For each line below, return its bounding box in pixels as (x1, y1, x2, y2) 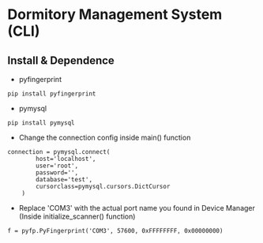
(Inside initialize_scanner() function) (18, 211, 136, 221)
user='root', (36, 162, 79, 170)
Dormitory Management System (7, 6, 223, 24)
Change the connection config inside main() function (18, 133, 191, 142)
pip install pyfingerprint (7, 90, 96, 98)
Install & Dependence (7, 54, 115, 67)
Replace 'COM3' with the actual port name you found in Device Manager (18, 204, 256, 212)
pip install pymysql (7, 119, 76, 127)
